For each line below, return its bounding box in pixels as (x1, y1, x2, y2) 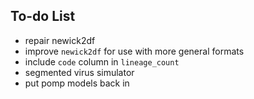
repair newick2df (24, 34, 96, 46)
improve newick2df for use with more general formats (24, 45, 245, 57)
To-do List (10, 8, 76, 25)
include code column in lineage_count (24, 55, 180, 68)
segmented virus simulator (24, 66, 135, 78)
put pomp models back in (24, 77, 130, 89)
